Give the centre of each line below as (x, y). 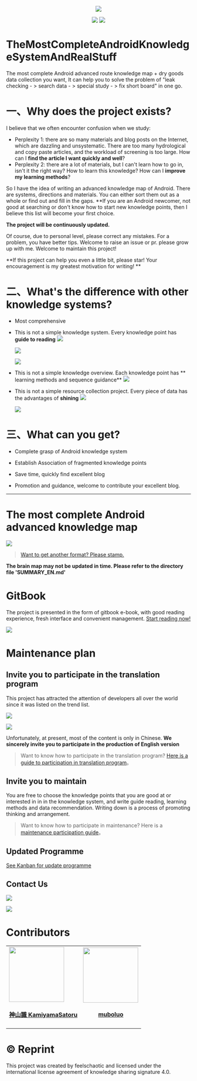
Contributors (38, 933)
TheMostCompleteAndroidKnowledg (98, 45)
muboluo (111, 1015)
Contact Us (27, 884)
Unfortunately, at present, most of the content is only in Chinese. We (89, 738)
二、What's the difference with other (97, 292)
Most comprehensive (40, 321)
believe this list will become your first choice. (60, 213)
